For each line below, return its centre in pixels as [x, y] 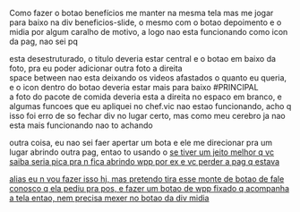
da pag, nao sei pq [43, 41]
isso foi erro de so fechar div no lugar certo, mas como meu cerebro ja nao [147, 116]
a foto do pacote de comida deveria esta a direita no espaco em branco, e [146, 97]
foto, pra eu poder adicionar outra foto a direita [96, 68]
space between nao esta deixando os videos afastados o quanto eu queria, [148, 78]
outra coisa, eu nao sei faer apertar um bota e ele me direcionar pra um [141, 143]
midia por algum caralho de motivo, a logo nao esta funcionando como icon [149, 32]
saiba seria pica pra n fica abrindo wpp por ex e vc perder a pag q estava [145, 161]
